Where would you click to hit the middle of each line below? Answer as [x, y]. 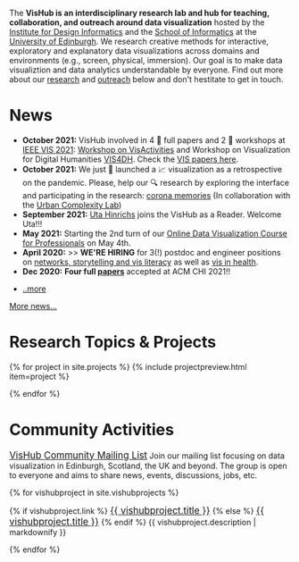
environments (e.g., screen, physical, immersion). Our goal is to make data [146, 60]
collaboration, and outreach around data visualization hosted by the [137, 22]
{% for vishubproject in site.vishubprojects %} [94, 492]
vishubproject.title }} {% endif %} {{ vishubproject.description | [133, 522]
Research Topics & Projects [113, 342]
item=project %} [39, 376]
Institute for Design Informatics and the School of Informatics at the [133, 32]
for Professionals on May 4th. [76, 243]
